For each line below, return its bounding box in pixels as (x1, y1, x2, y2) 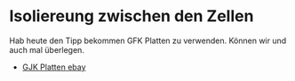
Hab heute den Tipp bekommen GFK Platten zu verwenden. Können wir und (9, 35, 287, 46)
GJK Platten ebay (21, 62, 86, 72)
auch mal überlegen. (9, 44, 84, 55)
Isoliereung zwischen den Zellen (9, 6, 254, 26)
